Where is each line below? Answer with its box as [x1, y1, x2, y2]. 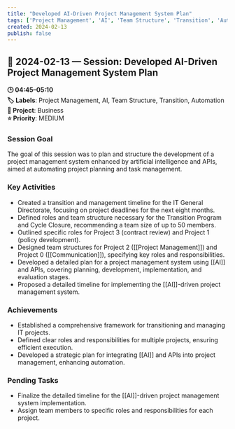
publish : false [7, 29, 52, 37]
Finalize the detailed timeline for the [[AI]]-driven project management [17, 391, 220, 400]
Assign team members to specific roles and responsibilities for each [17, 407, 213, 415]
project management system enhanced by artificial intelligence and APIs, [7, 157, 218, 166]
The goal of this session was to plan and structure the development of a [7, 150, 215, 158]
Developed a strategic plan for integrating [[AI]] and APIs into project [17, 351, 215, 359]
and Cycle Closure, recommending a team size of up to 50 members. [17, 220, 217, 229]
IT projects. [17, 328, 50, 337]
